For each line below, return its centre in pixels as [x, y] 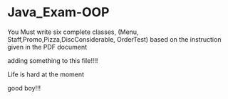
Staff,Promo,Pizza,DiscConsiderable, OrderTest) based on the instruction [114, 39]
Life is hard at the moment [46, 74]
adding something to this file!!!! [53, 60]
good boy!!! [24, 88]
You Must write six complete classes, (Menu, [73, 32]
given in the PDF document [47, 47]
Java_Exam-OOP [58, 12]
